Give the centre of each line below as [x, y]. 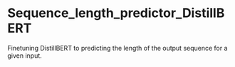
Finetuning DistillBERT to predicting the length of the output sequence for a [117, 48]
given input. [25, 56]
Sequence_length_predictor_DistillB [116, 13]
